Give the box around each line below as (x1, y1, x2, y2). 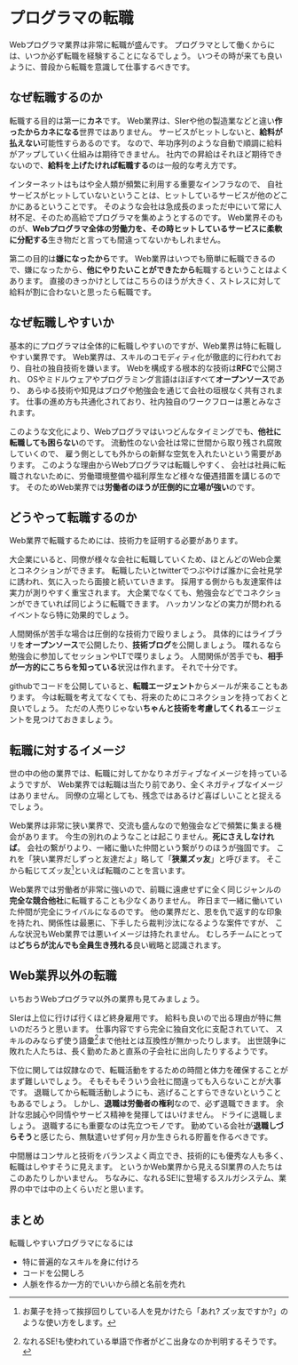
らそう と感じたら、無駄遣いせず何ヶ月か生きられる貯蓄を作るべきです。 (9, 1131, 273, 1143)
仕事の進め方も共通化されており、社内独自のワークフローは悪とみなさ (26, 396, 282, 406)
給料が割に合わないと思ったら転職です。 (9, 286, 157, 297)
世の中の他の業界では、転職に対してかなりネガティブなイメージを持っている (9, 768, 288, 779)
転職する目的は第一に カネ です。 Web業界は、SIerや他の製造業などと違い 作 (9, 115, 283, 125)
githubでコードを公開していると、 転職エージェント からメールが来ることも (9, 681, 281, 692)
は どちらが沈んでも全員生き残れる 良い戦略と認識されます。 (9, 939, 226, 950)
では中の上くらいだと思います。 (32, 1184, 149, 1194)
